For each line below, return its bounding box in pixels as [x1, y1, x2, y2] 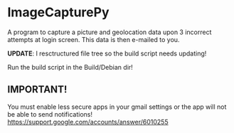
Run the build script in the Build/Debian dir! [7, 63, 133, 71]
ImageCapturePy [7, 4, 110, 21]
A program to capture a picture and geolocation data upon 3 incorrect [7, 28, 212, 36]
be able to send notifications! [7, 110, 92, 118]
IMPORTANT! [7, 83, 68, 96]
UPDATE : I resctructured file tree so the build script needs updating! [7, 49, 207, 58]
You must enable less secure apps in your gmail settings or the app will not [7, 102, 227, 111]
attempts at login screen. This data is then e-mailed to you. [7, 35, 180, 43]
